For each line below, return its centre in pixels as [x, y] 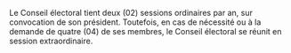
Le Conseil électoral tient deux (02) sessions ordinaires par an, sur [131, 13]
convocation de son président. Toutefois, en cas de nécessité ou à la [135, 22]
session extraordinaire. [51, 41]
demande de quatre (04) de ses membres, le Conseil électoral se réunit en [145, 31]
